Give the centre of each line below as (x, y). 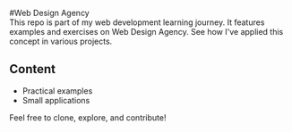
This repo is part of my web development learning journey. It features (137, 22)
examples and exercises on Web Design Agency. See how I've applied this (146, 32)
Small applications (56, 100)
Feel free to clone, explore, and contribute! (88, 117)
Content (33, 69)
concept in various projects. (61, 41)
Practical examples (57, 91)
